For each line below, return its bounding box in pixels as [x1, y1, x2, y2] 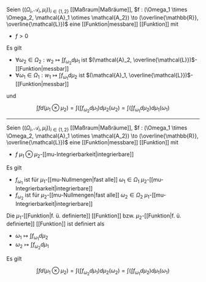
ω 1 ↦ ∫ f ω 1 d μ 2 [15, 232, 48, 241]
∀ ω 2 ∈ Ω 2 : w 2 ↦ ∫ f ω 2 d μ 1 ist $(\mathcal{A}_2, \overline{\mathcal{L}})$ [15, 56, 195, 66]
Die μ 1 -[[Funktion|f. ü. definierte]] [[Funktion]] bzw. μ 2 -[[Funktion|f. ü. [6, 212, 182, 221]
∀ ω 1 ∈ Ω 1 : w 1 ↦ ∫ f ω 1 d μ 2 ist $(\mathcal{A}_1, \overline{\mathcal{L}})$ [15, 71, 191, 81]
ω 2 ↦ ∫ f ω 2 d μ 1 [15, 240, 49, 251]
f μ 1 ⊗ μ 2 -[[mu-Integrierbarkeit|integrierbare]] [15, 151, 134, 159]
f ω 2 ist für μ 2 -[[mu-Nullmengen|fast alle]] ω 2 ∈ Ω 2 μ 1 [15, 191, 150, 201]
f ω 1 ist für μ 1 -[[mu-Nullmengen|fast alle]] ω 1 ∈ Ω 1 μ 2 [15, 176, 147, 186]
